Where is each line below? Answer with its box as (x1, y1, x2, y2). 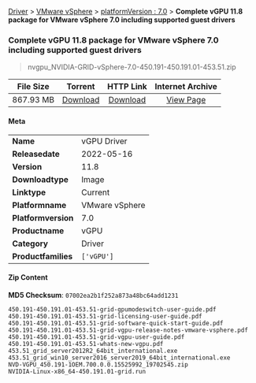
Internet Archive (154, 81, 218, 92)
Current (81, 187, 110, 198)
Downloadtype (12, 173, 69, 184)
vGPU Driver (81, 136, 128, 147)
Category (12, 238, 49, 249)
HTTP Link (107, 81, 147, 92)
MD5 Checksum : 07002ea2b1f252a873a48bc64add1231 (8, 290, 179, 299)
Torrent (66, 81, 95, 92)
